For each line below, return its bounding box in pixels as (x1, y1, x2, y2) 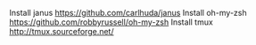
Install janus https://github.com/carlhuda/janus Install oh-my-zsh (9, 8, 247, 18)
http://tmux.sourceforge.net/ (9, 26, 114, 36)
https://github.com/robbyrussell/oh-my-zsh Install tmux (9, 17, 214, 27)
